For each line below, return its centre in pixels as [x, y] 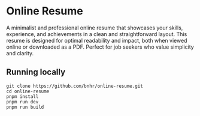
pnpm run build [25, 107]
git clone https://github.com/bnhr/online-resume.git [75, 86]
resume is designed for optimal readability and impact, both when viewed [97, 40]
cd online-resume [28, 91]
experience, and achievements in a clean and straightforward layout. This [97, 34]
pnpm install [22, 96]
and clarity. [20, 53]
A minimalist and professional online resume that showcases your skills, [95, 28]
